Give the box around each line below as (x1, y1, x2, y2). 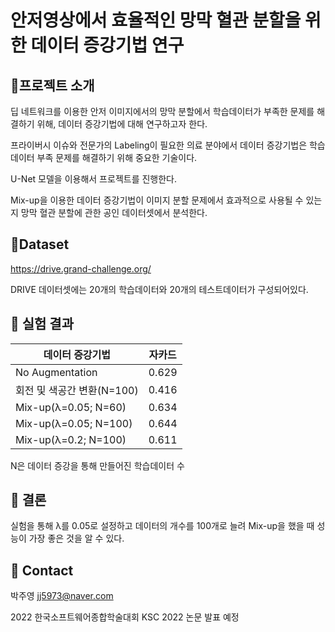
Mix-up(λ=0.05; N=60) (15, 400, 127, 414)
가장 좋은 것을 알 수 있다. (28, 532, 125, 545)
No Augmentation (15, 365, 98, 379)
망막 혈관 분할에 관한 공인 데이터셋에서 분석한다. (20, 207, 208, 218)
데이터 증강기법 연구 (30, 34, 185, 57)
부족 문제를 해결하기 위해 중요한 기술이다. (36, 152, 198, 163)
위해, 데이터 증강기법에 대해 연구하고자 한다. (36, 118, 208, 130)
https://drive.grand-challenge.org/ (10, 262, 152, 275)
